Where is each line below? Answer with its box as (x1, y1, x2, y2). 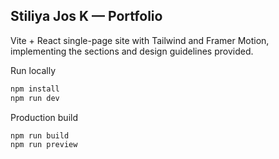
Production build (10, 111, 79, 123)
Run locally (10, 64, 56, 76)
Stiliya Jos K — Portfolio (10, 8, 163, 25)
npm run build (10, 130, 70, 141)
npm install (10, 84, 60, 94)
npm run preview (10, 140, 78, 150)
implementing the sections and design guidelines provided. (10, 45, 254, 57)
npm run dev (10, 93, 60, 103)
